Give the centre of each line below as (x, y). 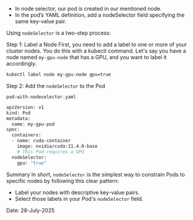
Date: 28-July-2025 (31, 210)
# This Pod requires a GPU (51, 152)
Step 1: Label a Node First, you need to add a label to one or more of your (97, 45)
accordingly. (22, 63)
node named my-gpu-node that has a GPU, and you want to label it (86, 57)
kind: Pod (19, 113)
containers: (27, 135)
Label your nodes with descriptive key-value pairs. (77, 192)
